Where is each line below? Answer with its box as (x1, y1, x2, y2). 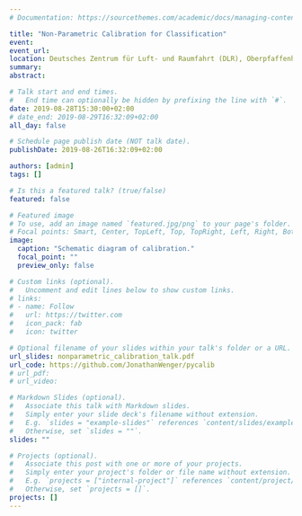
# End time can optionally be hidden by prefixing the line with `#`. (9, 95, 288, 104)
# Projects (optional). (9, 451, 99, 460)
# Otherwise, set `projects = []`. (9, 485, 151, 494)
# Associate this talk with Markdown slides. (9, 402, 191, 411)
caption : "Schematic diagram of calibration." (17, 245, 195, 254)
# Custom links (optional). (9, 277, 115, 286)
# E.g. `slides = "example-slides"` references (9, 418, 200, 427)
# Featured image (9, 210, 75, 220)
